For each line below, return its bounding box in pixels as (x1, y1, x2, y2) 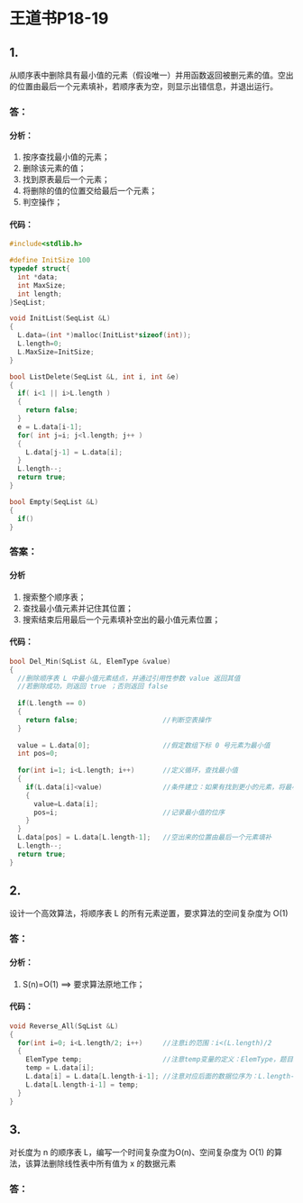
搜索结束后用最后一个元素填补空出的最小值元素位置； (22, 614, 221, 625)
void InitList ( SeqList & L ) (9, 314, 111, 323)
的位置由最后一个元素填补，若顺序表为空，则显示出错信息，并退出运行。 (9, 81, 278, 91)
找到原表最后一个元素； (22, 174, 110, 185)
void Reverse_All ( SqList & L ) (9, 1021, 119, 1031)
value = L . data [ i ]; (32, 799, 99, 808)
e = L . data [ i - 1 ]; (17, 422, 83, 431)
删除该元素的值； (22, 163, 87, 174)
